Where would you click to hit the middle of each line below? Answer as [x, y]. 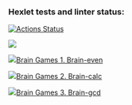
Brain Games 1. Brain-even [60, 60]
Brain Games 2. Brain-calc [59, 77]
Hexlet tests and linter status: [66, 12]
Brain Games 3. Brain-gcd [58, 92]
